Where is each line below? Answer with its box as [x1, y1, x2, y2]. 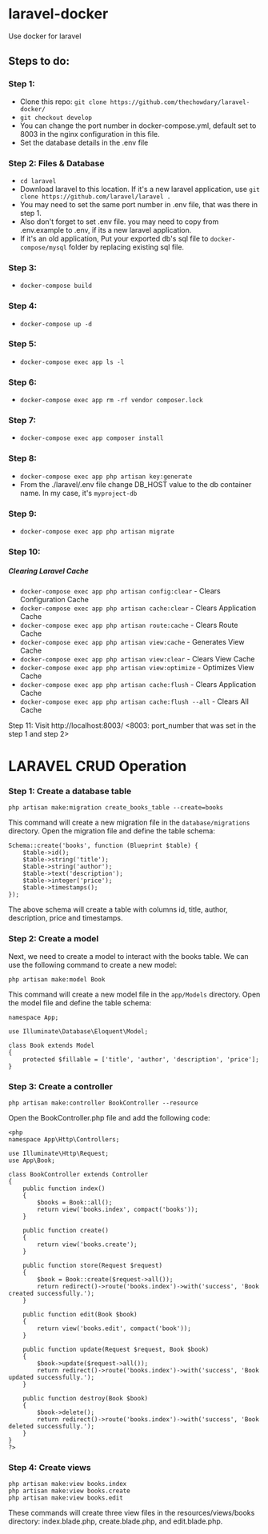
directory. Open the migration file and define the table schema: [8, 826, 216, 836]
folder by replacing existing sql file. [68, 242, 185, 252]
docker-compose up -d [19, 320, 92, 328]
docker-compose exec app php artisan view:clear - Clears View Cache [19, 653, 255, 664]
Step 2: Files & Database [8, 158, 105, 169]
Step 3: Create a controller [8, 1081, 114, 1092]
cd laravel [19, 177, 57, 185]
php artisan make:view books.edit [8, 1494, 124, 1502]
